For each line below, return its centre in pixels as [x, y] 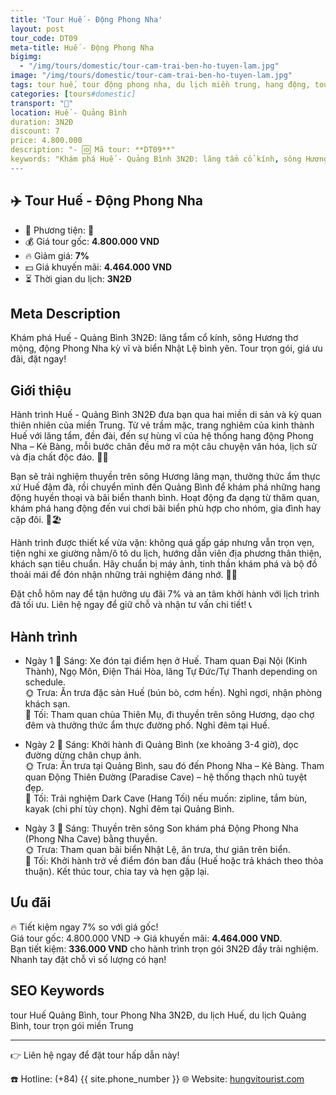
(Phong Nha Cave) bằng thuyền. [91, 839]
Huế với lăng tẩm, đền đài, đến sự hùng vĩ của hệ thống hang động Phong [162, 436]
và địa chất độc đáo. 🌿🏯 [59, 457]
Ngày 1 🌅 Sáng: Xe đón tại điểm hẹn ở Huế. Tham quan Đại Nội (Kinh [166, 660]
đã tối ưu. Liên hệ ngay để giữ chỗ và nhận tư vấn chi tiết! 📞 [131, 605]
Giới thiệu [41, 390]
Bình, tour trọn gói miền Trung [72, 1025]
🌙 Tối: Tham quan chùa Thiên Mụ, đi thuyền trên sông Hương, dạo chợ [169, 714]
